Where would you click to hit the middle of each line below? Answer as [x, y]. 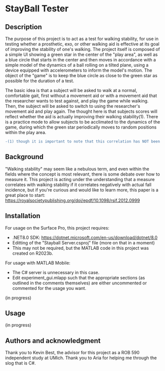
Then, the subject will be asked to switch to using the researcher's [73, 106]
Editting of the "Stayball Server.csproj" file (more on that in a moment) [83, 242]
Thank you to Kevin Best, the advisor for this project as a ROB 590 [72, 353]
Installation [23, 216]
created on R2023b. [33, 253]
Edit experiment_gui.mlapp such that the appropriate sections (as [79, 278]
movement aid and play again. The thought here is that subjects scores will [81, 111]
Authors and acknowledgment [53, 341]
